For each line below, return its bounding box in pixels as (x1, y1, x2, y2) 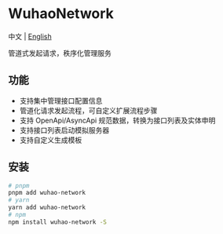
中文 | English (8, 31, 53, 41)
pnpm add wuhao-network (8, 189, 86, 197)
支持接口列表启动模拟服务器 (19, 125, 110, 134)
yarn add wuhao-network (8, 203, 86, 212)
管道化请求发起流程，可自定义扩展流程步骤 (19, 105, 158, 115)
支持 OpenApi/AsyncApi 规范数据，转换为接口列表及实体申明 (19, 115, 216, 125)
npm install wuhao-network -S (8, 218, 108, 226)
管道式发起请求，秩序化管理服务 (8, 48, 111, 57)
